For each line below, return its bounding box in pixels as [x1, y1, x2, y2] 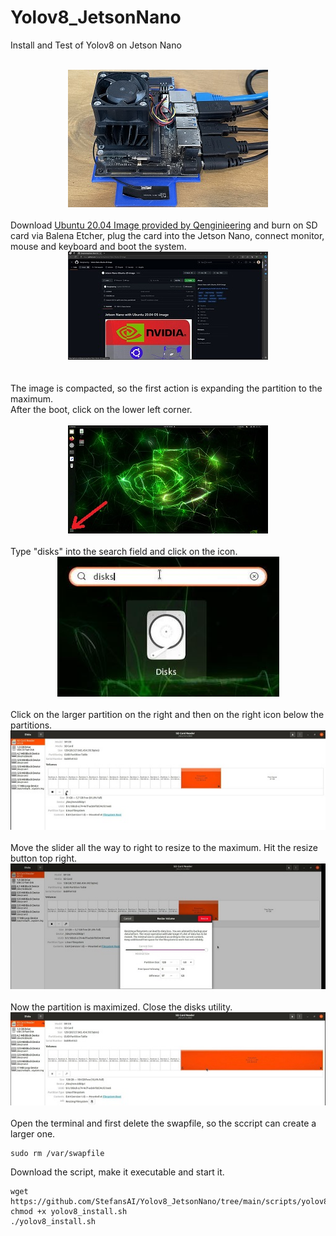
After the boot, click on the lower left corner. [10, 403, 193, 415]
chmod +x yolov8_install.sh [10, 1206, 128, 1216]
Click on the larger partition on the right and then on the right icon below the [10, 708, 325, 720]
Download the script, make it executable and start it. [10, 1166, 225, 1178]
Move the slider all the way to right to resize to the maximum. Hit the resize [10, 841, 318, 853]
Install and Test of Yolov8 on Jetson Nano [10, 39, 182, 51]
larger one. [10, 1127, 56, 1140]
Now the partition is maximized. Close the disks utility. [10, 1001, 233, 1013]
